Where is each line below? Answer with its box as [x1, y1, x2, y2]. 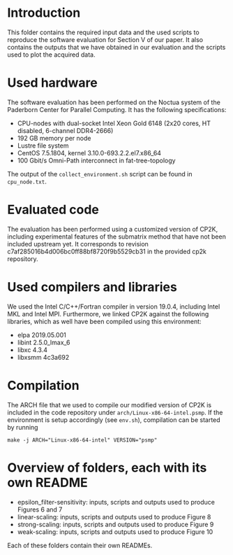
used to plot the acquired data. [7, 50, 96, 59]
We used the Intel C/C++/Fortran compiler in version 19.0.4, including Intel [7, 302, 220, 311]
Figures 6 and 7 [17, 505, 63, 514]
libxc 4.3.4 [17, 345, 47, 354]
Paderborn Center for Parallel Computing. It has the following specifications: [7, 105, 227, 113]
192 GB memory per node [17, 134, 91, 142]
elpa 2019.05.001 [17, 330, 66, 339]
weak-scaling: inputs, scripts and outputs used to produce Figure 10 [17, 527, 213, 536]
